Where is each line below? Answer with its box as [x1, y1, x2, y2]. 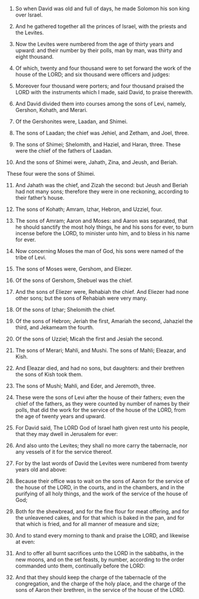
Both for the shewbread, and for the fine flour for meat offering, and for [15, 508, 190, 515]
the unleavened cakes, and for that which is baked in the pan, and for [15, 514, 185, 521]
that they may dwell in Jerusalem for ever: [15, 431, 118, 437]
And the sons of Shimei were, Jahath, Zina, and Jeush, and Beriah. [15, 159, 178, 165]
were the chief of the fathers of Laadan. [15, 148, 113, 154]
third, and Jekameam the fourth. [15, 324, 94, 331]
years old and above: [15, 466, 67, 473]
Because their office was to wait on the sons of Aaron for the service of [15, 478, 190, 485]
